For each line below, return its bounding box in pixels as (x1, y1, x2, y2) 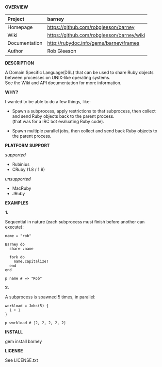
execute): (5, 224, 24, 230)
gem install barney (5, 338, 42, 344)
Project (7, 16, 25, 22)
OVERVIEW (5, 4, 28, 10)
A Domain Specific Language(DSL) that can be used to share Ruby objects (5, 70, 154, 75)
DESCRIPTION (5, 60, 34, 66)
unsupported (5, 176, 31, 182)
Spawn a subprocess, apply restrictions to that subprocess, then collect (12, 108, 156, 114)
